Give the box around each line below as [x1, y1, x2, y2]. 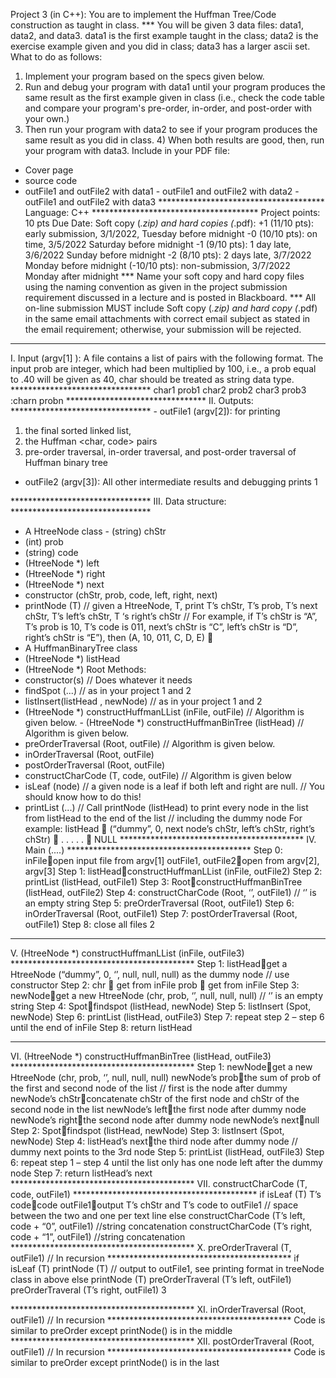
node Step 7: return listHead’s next [10, 1167, 153, 1179]
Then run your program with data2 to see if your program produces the [24, 124, 318, 135]
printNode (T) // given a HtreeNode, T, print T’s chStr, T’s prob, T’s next [24, 600, 318, 611]
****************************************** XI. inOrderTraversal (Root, [10, 1304, 307, 1315]
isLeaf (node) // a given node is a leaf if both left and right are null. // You [24, 780, 325, 792]
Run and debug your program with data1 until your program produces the [24, 81, 326, 93]
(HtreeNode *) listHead [24, 653, 121, 664]
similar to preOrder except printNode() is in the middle [10, 1325, 233, 1336]
